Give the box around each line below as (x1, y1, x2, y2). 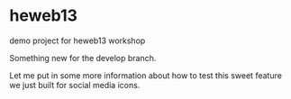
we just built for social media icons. (9, 79, 141, 90)
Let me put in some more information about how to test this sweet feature (9, 69, 282, 81)
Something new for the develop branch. (9, 52, 157, 63)
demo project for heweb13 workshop (9, 35, 146, 46)
